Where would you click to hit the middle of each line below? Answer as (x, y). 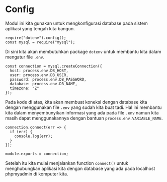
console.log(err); (33, 136)
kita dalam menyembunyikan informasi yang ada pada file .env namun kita (82, 112)
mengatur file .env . (25, 57)
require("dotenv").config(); (36, 38)
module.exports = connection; (37, 154)
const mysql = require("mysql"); (40, 42)
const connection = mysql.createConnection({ (54, 66)
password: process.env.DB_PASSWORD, (48, 79)
